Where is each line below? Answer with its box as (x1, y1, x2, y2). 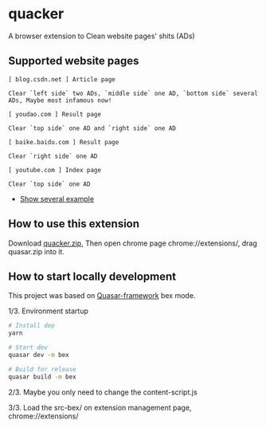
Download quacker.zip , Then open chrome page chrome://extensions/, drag (8, 238, 257, 248)
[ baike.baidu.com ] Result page (8, 138, 119, 146)
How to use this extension (8, 217, 140, 231)
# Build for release (8, 365, 77, 373)
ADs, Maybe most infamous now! (8, 96, 112, 104)
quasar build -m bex (8, 372, 77, 381)
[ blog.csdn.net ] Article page (8, 75, 115, 84)
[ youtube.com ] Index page (8, 166, 102, 174)
